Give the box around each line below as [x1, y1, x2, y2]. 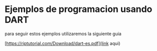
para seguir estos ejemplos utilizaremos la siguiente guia [4, 30, 122, 36]
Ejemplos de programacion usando [4, 3, 152, 15]
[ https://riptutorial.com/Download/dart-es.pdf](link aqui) [4, 40, 120, 46]
